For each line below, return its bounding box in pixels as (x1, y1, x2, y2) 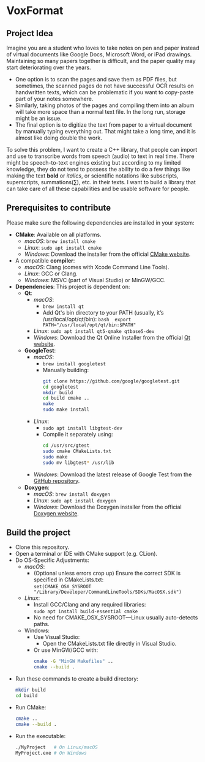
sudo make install (42, 406, 90, 413)
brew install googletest (42, 360, 106, 367)
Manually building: (42, 366, 89, 373)
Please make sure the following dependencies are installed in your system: (6, 219, 195, 226)
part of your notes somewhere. (15, 95, 94, 102)
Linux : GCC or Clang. (24, 270, 78, 277)
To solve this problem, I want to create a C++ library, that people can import (6, 146, 198, 153)
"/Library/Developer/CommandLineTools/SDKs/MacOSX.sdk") (33, 589, 182, 596)
